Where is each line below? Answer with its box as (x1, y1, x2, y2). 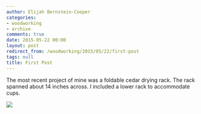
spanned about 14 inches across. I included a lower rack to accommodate (6, 82, 190, 90)
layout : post (6, 43, 39, 49)
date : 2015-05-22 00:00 (6, 37, 67, 43)
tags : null (6, 54, 34, 60)
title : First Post (6, 59, 53, 65)
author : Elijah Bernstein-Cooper (6, 8, 91, 15)
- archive (6, 25, 31, 32)
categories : (6, 15, 36, 21)
